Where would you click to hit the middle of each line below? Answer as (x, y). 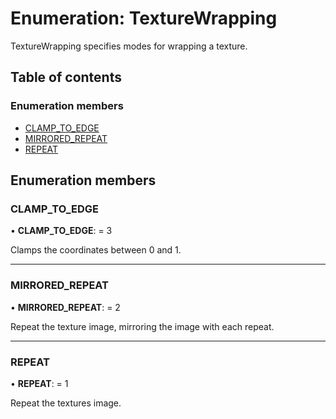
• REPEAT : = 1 (39, 383)
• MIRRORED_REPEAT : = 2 (65, 307)
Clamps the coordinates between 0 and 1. (96, 250)
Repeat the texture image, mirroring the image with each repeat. (142, 326)
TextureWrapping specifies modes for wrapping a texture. (129, 46)
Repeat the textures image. (66, 403)
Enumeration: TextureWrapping (144, 18)
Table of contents (66, 77)
